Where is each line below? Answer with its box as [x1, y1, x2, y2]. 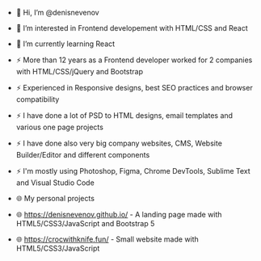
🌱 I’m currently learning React [15, 39, 116, 48]
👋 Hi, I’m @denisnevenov [15, 8, 99, 17]
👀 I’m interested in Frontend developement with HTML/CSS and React [15, 23, 248, 32]
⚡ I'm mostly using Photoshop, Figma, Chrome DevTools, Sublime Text [15, 166, 250, 175]
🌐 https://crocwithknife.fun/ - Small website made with [15, 234, 200, 244]
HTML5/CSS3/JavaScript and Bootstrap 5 [15, 219, 155, 228]
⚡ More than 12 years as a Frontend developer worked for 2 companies [15, 55, 253, 65]
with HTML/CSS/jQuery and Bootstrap [15, 67, 144, 76]
